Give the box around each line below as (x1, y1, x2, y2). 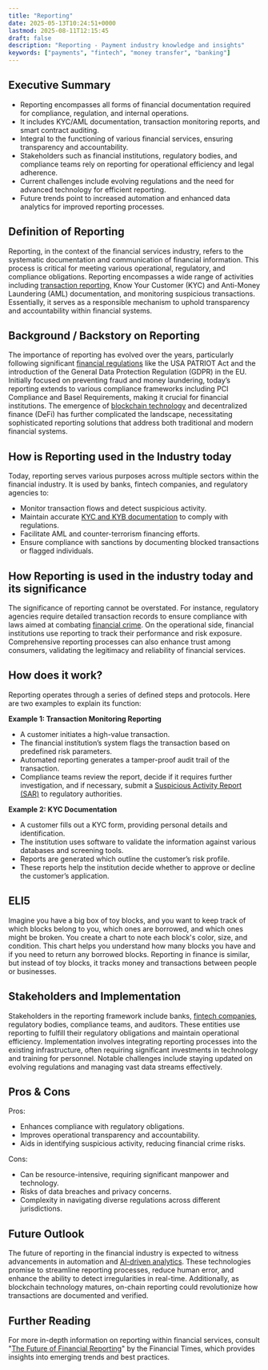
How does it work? (8, 669, 103, 683)
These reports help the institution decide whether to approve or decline (19, 862, 256, 872)
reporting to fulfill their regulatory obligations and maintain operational (8, 1027, 240, 1037)
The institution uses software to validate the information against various (19, 837, 257, 847)
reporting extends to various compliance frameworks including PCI (8, 384, 230, 394)
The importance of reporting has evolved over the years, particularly (8, 350, 234, 360)
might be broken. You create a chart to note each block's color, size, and (8, 932, 248, 942)
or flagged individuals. (19, 546, 94, 556)
